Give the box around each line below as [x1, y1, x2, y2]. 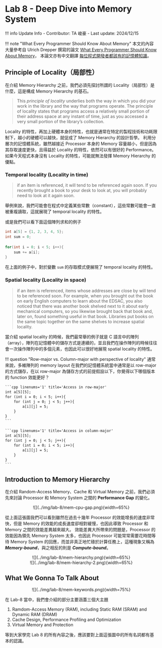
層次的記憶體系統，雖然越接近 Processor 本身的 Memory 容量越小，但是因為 [5, 141, 157, 146]
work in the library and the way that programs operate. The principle [16, 103, 153, 109]
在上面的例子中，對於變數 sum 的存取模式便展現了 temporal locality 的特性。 [5, 264, 156, 270]
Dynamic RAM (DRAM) [12, 612, 58, 617]
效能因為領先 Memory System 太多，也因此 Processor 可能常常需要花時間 [5, 533, 152, 539]
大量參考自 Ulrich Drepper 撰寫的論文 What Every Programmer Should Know [5, 47, 157, 52]
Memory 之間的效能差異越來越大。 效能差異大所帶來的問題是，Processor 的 [5, 527, 156, 533]
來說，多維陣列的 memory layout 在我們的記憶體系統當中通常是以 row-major [5, 362, 157, 368]
